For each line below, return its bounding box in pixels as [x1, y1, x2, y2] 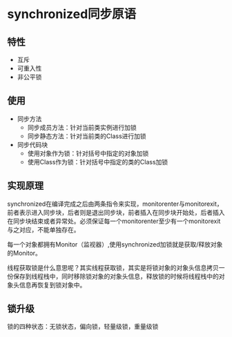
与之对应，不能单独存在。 [7, 225, 80, 233]
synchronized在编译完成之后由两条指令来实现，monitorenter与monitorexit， [7, 200, 223, 208]
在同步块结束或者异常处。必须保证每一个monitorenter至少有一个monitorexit [7, 217, 221, 225]
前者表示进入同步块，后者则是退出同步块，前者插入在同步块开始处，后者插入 [7, 208, 225, 216]
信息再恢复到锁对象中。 [19, 280, 86, 289]
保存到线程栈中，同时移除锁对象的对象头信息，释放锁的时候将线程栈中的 [12, 272, 219, 280]
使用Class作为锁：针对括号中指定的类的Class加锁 [27, 157, 168, 166]
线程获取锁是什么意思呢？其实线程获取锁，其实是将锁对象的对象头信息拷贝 [7, 263, 219, 271]
